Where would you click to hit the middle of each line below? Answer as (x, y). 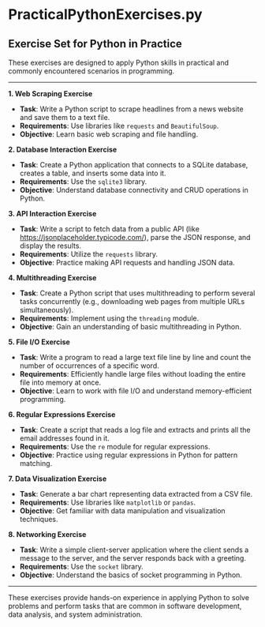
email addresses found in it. (65, 438)
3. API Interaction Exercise (52, 214)
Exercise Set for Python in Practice (95, 44)
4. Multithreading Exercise (52, 278)
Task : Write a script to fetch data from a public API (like (109, 229)
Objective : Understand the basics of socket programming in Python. (131, 575)
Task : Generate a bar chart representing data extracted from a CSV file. (136, 494)
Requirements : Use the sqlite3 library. (83, 182)
